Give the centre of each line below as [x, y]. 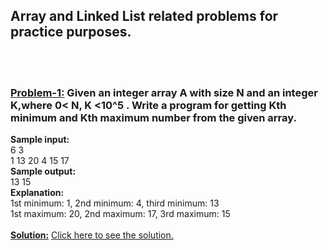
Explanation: [37, 193]
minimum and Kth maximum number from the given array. [153, 117]
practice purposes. [71, 32]
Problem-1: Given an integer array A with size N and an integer [164, 92]
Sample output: [43, 171]
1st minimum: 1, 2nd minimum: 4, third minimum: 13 [115, 203]
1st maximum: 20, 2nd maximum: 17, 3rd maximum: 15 [120, 214]
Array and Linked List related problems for [144, 16]
